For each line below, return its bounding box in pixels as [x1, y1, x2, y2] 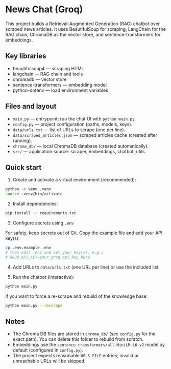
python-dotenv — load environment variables [12, 87, 109, 93]
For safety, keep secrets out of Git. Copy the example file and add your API [5, 230, 163, 236]
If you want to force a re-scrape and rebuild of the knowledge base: [5, 293, 148, 299]
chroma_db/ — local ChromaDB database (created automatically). [12, 142, 149, 149]
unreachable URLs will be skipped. [12, 358, 86, 364]
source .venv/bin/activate [5, 191, 63, 197]
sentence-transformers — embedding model [12, 81, 107, 88]
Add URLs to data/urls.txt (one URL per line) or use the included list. [12, 264, 160, 270]
